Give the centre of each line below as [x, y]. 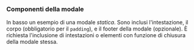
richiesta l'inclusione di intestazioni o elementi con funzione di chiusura [96, 35]
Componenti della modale [45, 9]
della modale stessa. [32, 42]
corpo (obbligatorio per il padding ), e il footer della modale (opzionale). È [97, 29]
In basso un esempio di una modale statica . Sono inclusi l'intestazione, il [97, 23]
